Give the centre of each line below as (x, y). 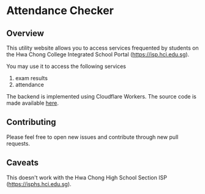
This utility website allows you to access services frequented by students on (102, 48)
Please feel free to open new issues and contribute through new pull (92, 137)
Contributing (31, 122)
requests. (18, 143)
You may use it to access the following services (66, 66)
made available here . (33, 103)
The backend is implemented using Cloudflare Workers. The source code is (102, 96)
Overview (25, 33)
